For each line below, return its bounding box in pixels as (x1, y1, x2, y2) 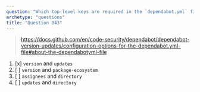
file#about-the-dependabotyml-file (20, 49, 107, 56)
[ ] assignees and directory (14, 72, 82, 80)
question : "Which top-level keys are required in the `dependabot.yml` (6, 8, 187, 15)
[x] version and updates (14, 60, 73, 67)
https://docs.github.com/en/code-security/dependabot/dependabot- (20, 36, 190, 43)
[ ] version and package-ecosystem (14, 66, 98, 74)
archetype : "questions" (6, 14, 65, 20)
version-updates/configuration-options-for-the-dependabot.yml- (20, 42, 181, 49)
